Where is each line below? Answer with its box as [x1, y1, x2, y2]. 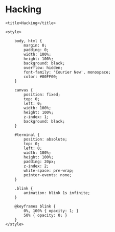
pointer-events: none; [24, 172, 72, 177]
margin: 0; [24, 42, 47, 48]
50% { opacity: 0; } [24, 213, 67, 218]
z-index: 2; [24, 164, 50, 169]
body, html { [14, 38, 42, 43]
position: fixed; [24, 92, 60, 97]
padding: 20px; [24, 159, 56, 164]
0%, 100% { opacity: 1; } [24, 208, 79, 213]
